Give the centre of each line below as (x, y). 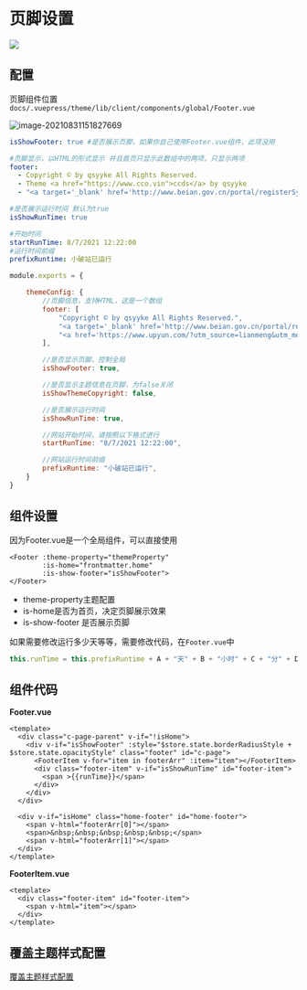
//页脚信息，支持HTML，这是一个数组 (102, 301)
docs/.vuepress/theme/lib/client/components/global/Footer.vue (132, 108)
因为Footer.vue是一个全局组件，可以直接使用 (94, 539)
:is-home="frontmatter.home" (98, 565)
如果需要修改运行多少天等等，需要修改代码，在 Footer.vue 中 (122, 642)
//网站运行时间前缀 (74, 460)
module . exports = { (47, 276)
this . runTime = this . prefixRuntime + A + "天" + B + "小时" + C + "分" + (150, 659)
